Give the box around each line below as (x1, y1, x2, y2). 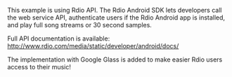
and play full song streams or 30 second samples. (7, 21, 153, 29)
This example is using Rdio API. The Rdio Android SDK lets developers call (7, 6, 222, 14)
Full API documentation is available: (7, 34, 110, 43)
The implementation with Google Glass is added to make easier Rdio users (7, 55, 223, 64)
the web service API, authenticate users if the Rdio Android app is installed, (7, 13, 226, 22)
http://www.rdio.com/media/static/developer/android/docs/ (7, 42, 179, 50)
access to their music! (7, 63, 72, 71)
